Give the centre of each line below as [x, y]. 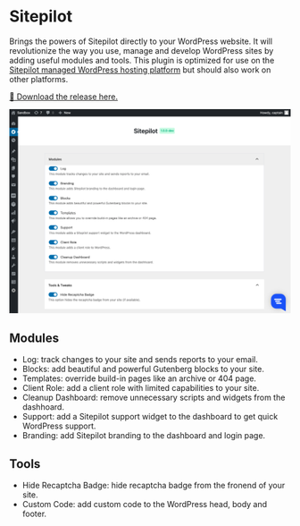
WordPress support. [59, 426]
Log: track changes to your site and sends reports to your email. [140, 360]
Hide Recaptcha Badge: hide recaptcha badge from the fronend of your [154, 486]
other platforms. [39, 79]
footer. [34, 514]
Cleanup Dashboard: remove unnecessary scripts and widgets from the [154, 398]
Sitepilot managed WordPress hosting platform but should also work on [140, 70]
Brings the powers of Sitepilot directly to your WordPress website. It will [141, 41]
